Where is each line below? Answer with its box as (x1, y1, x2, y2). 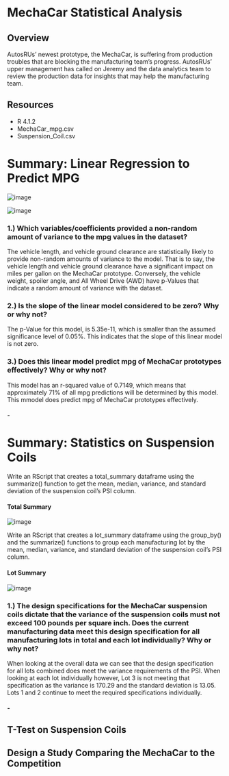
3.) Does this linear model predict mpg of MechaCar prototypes (7, 357, 222, 366)
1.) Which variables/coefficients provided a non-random (7, 223, 198, 233)
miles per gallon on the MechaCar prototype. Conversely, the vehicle (7, 269, 201, 278)
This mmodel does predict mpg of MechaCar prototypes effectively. (7, 395, 198, 403)
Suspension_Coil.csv (16, 132, 76, 140)
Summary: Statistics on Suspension (7, 435, 215, 451)
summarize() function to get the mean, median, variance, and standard (7, 479, 206, 488)
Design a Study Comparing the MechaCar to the (7, 747, 215, 759)
